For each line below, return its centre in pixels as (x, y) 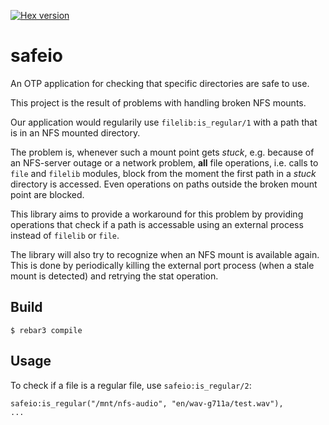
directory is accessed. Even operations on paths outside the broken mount (164, 184)
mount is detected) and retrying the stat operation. (114, 276)
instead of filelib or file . (65, 235)
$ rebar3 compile (46, 330)
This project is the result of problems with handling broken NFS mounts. (158, 102)
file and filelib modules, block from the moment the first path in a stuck (163, 173)
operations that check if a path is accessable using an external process (157, 224)
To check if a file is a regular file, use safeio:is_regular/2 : (131, 385)
